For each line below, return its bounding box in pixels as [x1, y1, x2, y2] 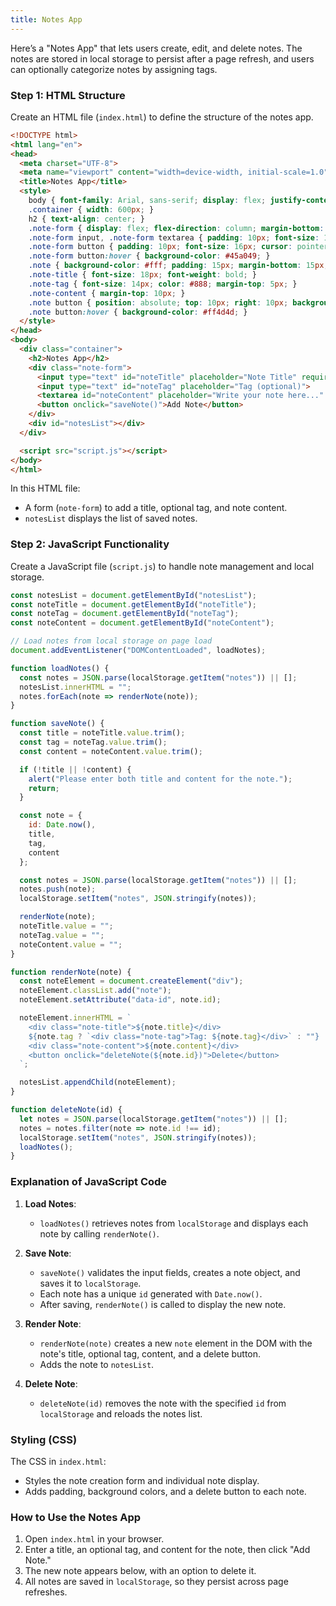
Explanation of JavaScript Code [10, 1175, 168, 1189]
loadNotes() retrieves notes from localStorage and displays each [39, 1217, 309, 1229]
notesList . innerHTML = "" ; [19, 682, 132, 692]
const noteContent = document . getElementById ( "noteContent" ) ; [10, 618, 275, 628]
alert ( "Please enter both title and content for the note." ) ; [28, 774, 293, 784]
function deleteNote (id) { [10, 1105, 123, 1115]
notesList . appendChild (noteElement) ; [19, 1077, 177, 1088]
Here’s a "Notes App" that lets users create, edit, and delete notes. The [10, 42, 303, 54]
